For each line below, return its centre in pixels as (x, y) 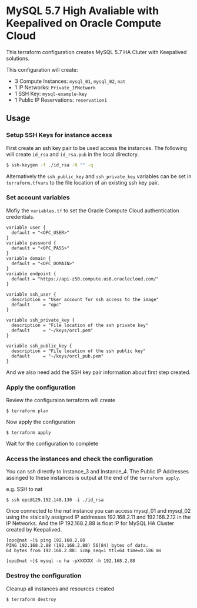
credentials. (20, 216)
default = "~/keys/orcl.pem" (52, 330)
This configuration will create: (42, 69)
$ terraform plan (27, 411)
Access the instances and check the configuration (80, 459)
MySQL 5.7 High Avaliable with (83, 11)
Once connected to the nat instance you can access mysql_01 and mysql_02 (98, 511)
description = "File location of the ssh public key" (79, 351)
